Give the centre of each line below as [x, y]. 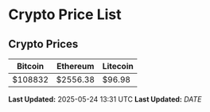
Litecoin [118, 66]
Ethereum [76, 66]
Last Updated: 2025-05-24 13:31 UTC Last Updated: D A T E [105, 99]
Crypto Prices [43, 44]
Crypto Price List [65, 15]
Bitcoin [31, 66]
